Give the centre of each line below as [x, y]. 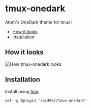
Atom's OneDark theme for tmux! [39, 22]
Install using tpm [22, 91]
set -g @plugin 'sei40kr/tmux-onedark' [46, 100]
